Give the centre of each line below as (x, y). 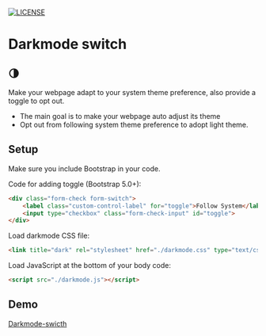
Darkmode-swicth (38, 323)
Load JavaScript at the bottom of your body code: (90, 265)
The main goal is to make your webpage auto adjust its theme (120, 116)
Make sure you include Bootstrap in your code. (84, 168)
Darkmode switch (68, 44)
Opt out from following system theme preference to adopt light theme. (134, 124)
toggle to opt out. (36, 101)
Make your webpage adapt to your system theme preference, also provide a (132, 92)
